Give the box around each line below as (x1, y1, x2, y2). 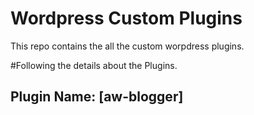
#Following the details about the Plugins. (10, 59, 178, 71)
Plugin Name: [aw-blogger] (10, 88, 184, 106)
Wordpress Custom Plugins (10, 7, 243, 30)
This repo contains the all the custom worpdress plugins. (10, 40, 245, 52)
